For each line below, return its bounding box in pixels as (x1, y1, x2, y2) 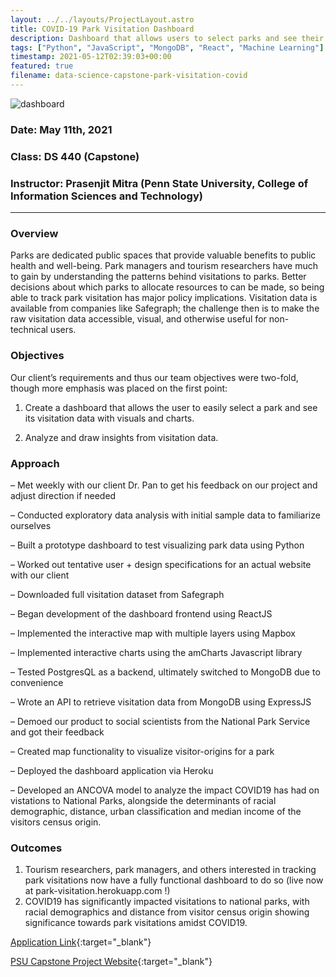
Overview (10, 226, 59, 240)
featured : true (10, 61, 74, 71)
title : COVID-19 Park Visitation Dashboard (10, 24, 195, 34)
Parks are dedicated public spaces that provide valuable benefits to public (10, 249, 317, 261)
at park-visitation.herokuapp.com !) (24, 885, 171, 897)
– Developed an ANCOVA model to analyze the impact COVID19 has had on (10, 784, 320, 796)
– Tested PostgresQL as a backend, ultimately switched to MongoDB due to (10, 666, 321, 678)
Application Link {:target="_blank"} (10, 936, 152, 948)
